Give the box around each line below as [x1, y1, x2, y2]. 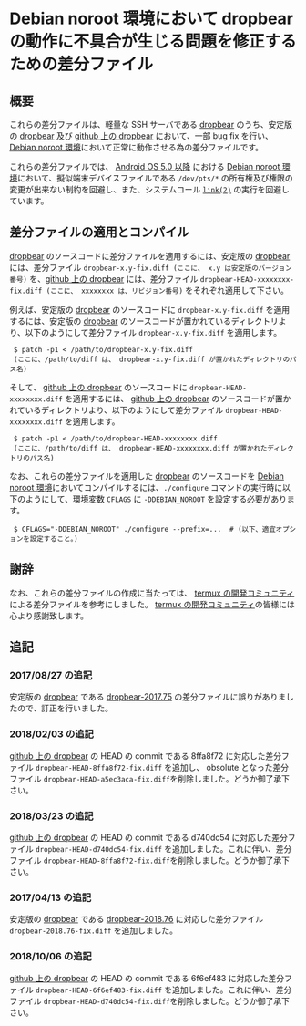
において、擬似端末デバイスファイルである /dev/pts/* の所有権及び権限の [17, 172, 293, 183]
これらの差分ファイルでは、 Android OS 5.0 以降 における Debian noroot [9, 161, 280, 171]
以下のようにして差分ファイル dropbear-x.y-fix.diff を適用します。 [25, 326, 282, 337]
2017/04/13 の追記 [9, 891, 92, 904]
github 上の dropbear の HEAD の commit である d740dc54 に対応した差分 [9, 832, 289, 843]
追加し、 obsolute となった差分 [171, 762, 290, 772]
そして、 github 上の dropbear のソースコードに [9, 381, 189, 392]
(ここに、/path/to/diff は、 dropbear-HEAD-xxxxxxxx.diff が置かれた [13, 443, 268, 452]
